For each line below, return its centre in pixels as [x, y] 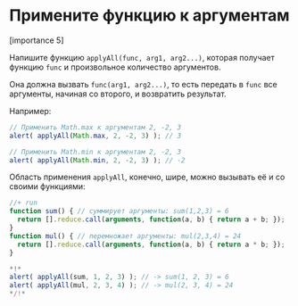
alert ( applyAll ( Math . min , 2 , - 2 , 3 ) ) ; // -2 [97, 160]
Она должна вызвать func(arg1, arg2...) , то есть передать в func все [144, 84]
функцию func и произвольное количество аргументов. [115, 67]
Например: [30, 111]
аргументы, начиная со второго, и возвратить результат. [118, 94]
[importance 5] [37, 40]
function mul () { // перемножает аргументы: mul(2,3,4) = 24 [125, 236]
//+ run [24, 203]
